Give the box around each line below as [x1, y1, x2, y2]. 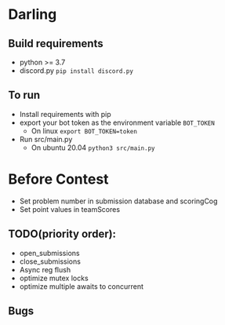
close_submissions [19, 257, 81, 266]
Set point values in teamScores [19, 204, 120, 214]
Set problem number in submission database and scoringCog [19, 196, 218, 206]
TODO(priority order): [8, 228, 116, 241]
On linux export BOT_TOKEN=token [31, 126, 137, 135]
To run [8, 89, 41, 102]
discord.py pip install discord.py [19, 66, 133, 75]
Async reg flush [19, 265, 71, 274]
